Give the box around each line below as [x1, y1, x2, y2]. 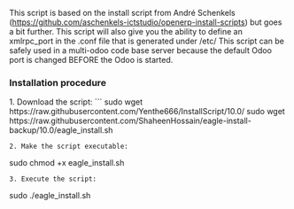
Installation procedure [9, 76, 106, 89]
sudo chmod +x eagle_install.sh [9, 158, 125, 168]
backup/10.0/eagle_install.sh [9, 125, 113, 135]
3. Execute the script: [9, 174, 97, 184]
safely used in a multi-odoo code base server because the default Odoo [9, 45, 273, 56]
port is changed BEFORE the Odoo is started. [9, 55, 174, 65]
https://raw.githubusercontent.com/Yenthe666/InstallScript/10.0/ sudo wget [9, 106, 285, 117]
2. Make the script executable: [9, 142, 128, 151]
